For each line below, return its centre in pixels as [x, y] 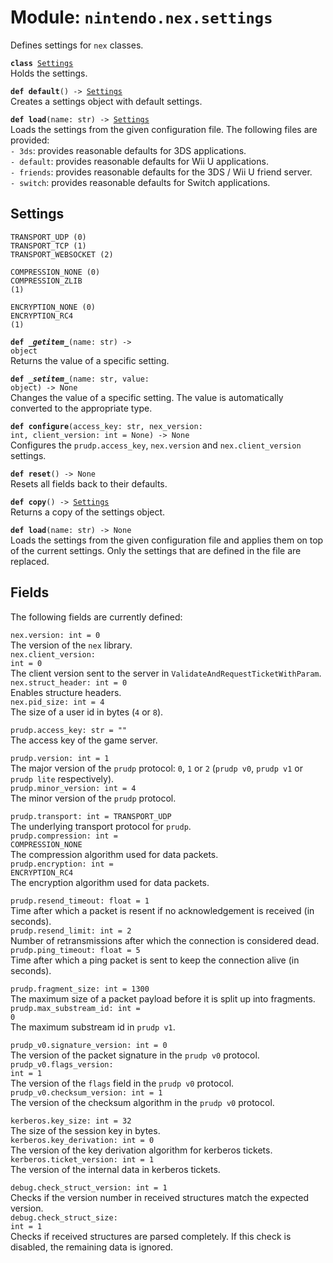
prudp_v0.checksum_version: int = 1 [86, 1092]
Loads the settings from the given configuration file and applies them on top [167, 540]
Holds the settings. [49, 73]
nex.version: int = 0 [55, 635]
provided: [30, 140]
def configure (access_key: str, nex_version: [106, 426]
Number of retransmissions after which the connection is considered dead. [165, 940]
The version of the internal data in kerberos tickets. [115, 1169]
